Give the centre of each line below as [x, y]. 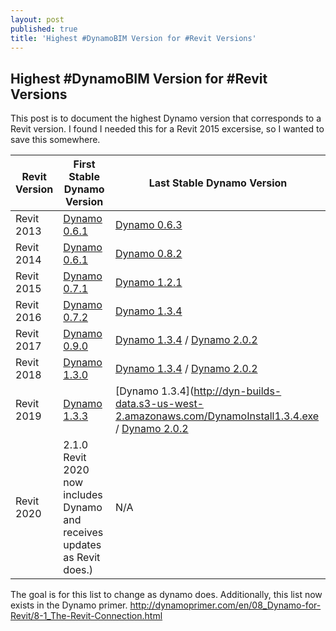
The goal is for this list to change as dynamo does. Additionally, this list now [166, 595]
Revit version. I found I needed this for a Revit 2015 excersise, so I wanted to [167, 129]
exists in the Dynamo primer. [69, 605]
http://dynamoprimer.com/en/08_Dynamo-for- [225, 605]
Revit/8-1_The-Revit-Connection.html [86, 616]
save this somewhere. [55, 140]
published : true [44, 29]
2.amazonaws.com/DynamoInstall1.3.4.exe [217, 416]
